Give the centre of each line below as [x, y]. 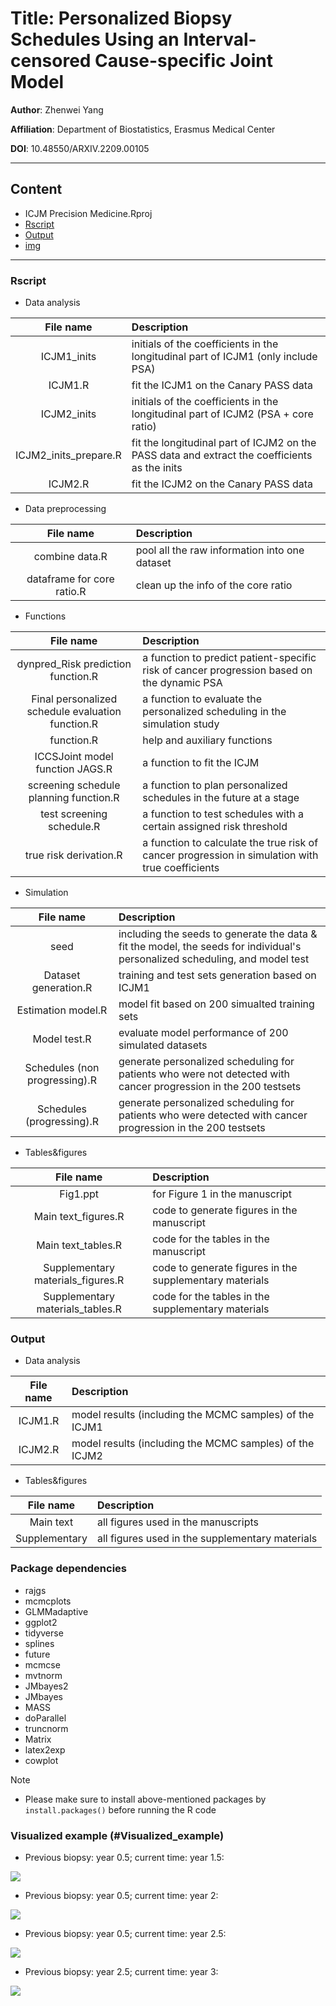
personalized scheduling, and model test [214, 959]
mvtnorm [43, 1675]
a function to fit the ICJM [201, 763]
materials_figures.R [79, 1280]
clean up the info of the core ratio [214, 585]
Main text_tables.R [79, 1245]
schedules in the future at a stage [221, 798]
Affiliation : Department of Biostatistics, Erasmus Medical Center [143, 129]
